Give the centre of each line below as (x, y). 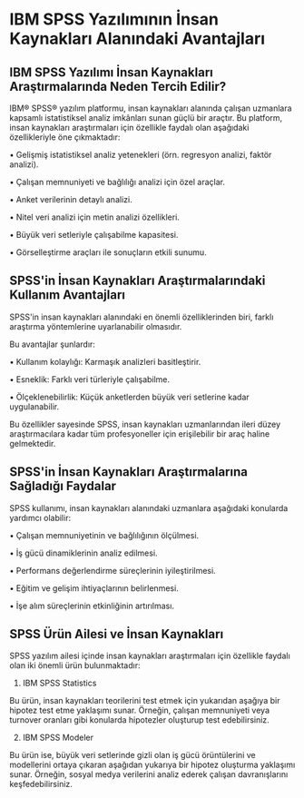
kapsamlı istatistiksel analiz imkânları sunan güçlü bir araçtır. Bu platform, (146, 118)
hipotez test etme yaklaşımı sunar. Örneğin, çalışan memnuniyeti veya (140, 710)
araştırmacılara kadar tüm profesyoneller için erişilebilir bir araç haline (140, 433)
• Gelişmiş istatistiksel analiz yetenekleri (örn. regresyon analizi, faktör (141, 155)
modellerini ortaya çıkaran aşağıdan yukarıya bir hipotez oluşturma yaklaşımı (152, 765)
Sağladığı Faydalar (63, 486)
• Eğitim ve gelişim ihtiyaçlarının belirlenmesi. (94, 588)
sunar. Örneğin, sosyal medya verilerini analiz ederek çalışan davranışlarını (149, 774)
